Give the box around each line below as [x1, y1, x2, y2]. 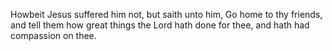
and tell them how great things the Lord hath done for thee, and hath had [10, 19, 310, 31]
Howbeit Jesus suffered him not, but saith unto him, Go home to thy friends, [10, 9, 323, 20]
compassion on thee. [10, 30, 97, 41]
